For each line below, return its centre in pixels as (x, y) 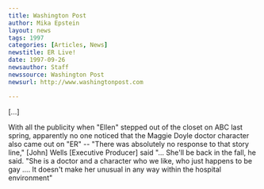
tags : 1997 (26, 38)
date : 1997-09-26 (37, 60)
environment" (31, 177)
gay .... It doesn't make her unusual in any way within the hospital (115, 169)
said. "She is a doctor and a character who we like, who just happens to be (130, 160)
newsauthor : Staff (38, 67)
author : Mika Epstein (44, 23)
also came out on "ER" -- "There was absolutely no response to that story (129, 144)
